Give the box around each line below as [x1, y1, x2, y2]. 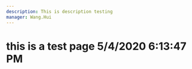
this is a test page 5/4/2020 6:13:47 [6, 40, 187, 53]
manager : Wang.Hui [6, 14, 52, 20]
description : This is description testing [6, 8, 113, 15]
